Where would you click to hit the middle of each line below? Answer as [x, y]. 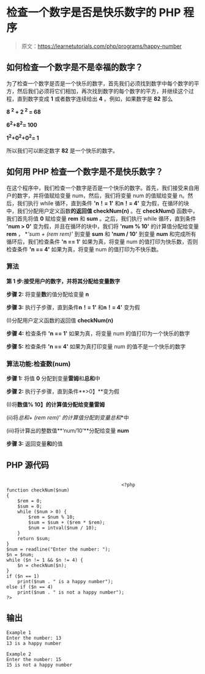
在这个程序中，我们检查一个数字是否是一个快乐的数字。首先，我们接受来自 [100, 187]
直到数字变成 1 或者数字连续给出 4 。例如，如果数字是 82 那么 [95, 98]
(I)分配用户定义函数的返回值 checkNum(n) [60, 320]
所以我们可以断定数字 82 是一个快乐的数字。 [62, 151]
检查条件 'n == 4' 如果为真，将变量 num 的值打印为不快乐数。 [84, 249]
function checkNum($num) [38, 490]
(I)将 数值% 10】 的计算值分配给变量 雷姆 [56, 405]
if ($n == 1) [23, 576]
